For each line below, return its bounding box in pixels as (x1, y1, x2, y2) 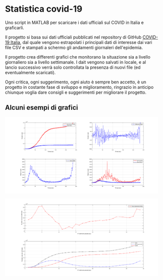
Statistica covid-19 (5, 3, 82, 15)
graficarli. (5, 24, 24, 30)
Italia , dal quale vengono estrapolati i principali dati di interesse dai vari (10, 39, 152, 45)
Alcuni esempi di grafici (5, 103, 79, 112)
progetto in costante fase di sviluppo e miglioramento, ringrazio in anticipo (5, 84, 154, 90)
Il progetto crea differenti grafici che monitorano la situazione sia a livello (5, 54, 150, 60)
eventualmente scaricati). (5, 69, 56, 75)
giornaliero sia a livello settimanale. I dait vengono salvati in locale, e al (5, 59, 147, 65)
